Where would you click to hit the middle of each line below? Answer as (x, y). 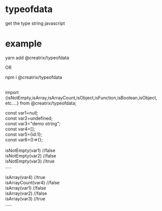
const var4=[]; (20, 129)
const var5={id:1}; (24, 134)
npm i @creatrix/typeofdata (34, 77)
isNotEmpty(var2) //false (31, 155)
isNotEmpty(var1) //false (30, 150)
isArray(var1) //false (26, 188)
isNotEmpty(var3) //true (30, 161)
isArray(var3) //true (25, 198)
